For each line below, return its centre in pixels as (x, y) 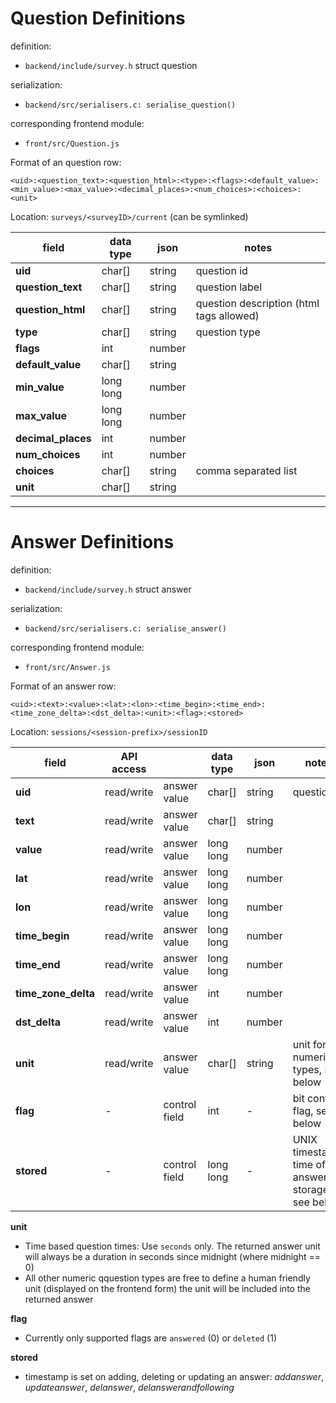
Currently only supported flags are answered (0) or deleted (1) (150, 1338)
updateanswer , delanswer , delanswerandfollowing (129, 1387)
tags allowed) (227, 315)
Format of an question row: (66, 162)
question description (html (257, 303)
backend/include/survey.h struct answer (108, 589)
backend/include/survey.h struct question (111, 65)
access (129, 769)
